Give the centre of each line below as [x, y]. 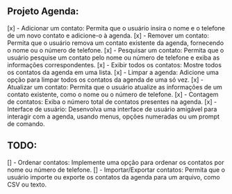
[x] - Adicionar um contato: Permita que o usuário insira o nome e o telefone [116, 28]
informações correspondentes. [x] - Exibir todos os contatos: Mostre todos [115, 64]
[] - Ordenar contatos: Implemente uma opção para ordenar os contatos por [116, 162]
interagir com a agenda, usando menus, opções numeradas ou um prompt [114, 116]
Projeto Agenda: [43, 11]
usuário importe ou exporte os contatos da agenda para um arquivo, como [114, 177]
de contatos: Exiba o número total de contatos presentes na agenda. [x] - [112, 102]
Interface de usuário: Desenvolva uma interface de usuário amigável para [112, 109]
